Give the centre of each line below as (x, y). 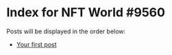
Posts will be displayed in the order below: (66, 31)
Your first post (36, 44)
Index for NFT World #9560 (86, 13)
